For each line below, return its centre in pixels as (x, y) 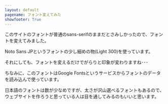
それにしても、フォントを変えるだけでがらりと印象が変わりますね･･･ (77, 62)
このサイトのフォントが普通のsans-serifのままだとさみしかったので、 (77, 34)
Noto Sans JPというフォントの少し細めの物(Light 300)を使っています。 (79, 52)
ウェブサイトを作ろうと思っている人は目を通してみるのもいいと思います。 (82, 96)
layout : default (22, 10)
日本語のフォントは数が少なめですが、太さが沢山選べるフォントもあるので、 (85, 90)
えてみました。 (33, 41)
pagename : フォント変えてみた (33, 15)
